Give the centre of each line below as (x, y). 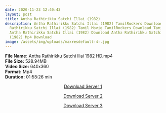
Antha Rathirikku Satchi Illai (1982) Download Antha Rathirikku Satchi (86, 33)
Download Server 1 (83, 86)
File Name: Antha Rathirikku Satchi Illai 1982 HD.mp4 (59, 56)
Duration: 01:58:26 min (29, 76)
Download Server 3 (83, 105)
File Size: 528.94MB (26, 61)
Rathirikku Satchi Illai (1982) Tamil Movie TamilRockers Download (81, 28)
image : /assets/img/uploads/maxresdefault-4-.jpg (57, 42)
